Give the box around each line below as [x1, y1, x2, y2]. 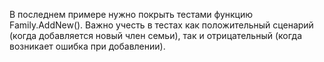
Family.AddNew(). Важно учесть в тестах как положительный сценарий [9, 19, 314, 31]
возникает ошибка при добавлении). [9, 40, 166, 52]
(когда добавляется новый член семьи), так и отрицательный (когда [9, 30, 303, 41]
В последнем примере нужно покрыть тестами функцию [9, 9, 254, 20]
